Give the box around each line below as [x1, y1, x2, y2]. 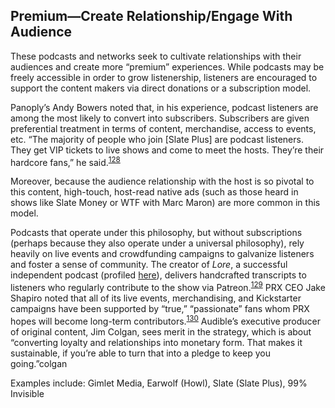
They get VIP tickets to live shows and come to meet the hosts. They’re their [10, 144, 325, 156]
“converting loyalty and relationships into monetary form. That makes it [10, 336, 303, 348]
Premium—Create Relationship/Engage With [10, 8, 293, 25]
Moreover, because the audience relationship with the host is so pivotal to [10, 175, 315, 188]
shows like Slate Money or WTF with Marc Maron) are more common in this [10, 197, 321, 209]
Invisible [10, 387, 45, 399]
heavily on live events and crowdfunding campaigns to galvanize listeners [10, 248, 315, 260]
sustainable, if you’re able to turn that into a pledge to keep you [10, 347, 272, 359]
